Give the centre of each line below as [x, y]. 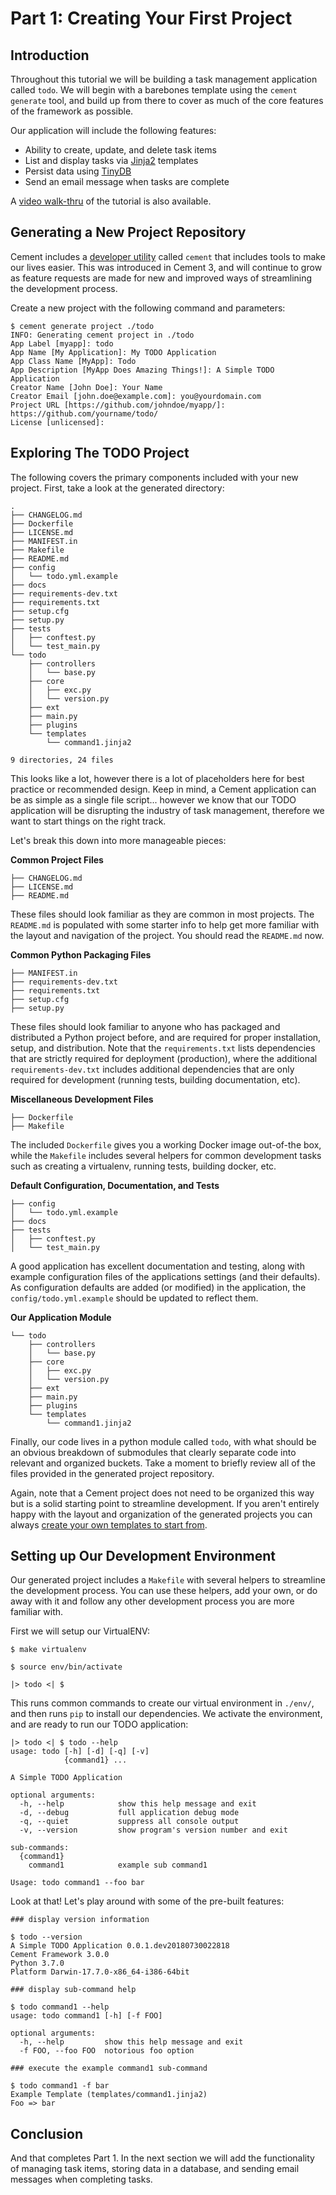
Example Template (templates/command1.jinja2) [109, 2095]
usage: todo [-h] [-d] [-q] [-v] [80, 1752]
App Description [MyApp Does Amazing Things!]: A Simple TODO [142, 370]
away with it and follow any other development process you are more [152, 1601]
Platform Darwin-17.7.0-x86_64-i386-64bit [100, 1972]
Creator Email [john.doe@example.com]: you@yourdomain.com [136, 396]
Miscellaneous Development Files [82, 1099]
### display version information [80, 1920]
